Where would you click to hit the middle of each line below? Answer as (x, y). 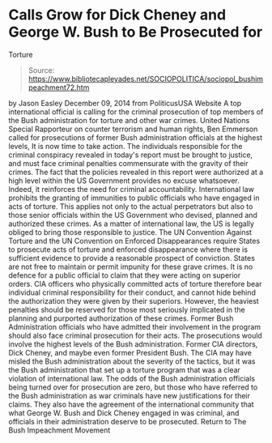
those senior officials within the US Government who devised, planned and (133, 215)
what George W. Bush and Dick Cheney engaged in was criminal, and (124, 413)
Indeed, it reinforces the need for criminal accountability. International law (132, 189)
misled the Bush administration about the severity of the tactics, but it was (132, 361)
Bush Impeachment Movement (59, 430)
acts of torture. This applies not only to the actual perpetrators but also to (131, 206)
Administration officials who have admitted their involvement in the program (135, 326)
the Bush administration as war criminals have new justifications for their (130, 395)
